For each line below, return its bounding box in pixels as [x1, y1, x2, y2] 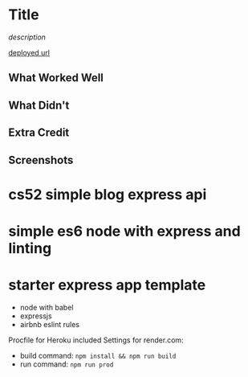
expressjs [19, 311, 52, 321]
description [8, 32, 47, 42]
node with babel [19, 302, 74, 312]
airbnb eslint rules [19, 319, 80, 329]
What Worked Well [8, 71, 104, 85]
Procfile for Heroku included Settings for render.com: [8, 335, 184, 345]
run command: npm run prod [19, 359, 114, 369]
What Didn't [8, 98, 70, 112]
